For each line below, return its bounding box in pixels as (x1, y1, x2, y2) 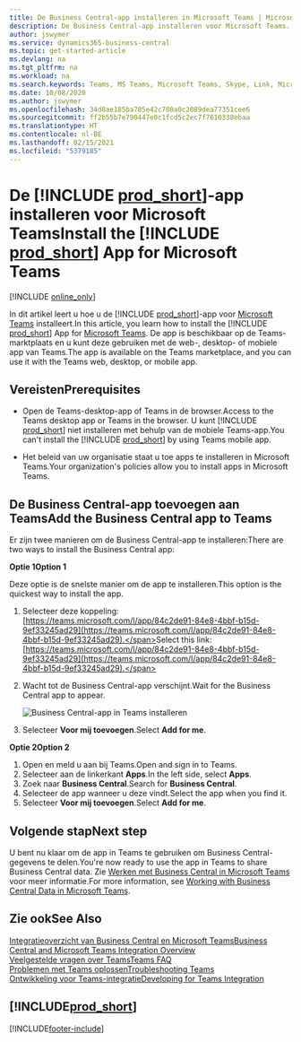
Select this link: (155, 634, 212, 646)
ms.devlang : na (9, 55, 66, 64)
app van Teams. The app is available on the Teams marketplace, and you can (9, 346, 292, 357)
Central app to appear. (21, 690, 106, 700)
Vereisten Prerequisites (9, 382, 141, 397)
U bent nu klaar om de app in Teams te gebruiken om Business (9, 847, 241, 857)
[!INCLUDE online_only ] (9, 291, 96, 301)
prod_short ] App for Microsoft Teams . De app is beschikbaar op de (9, 327, 257, 338)
